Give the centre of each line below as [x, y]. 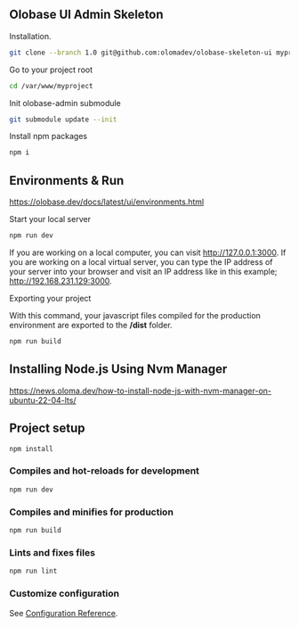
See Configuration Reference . [64, 613]
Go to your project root [51, 70]
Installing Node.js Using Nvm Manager [118, 369]
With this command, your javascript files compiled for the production [135, 315]
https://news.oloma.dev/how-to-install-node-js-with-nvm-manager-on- [140, 391]
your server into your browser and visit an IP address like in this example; [143, 272]
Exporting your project [50, 298]
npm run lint [33, 571]
